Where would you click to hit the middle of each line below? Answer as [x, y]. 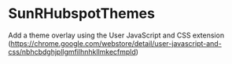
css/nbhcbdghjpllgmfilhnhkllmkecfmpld [72, 52]
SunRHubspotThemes [82, 14]
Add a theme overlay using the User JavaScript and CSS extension [116, 35]
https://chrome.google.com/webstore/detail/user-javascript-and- [116, 43]
